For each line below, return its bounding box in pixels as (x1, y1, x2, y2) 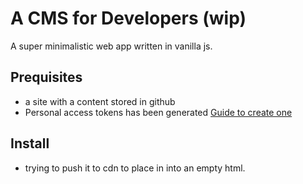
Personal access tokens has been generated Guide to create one (24, 106, 293, 118)
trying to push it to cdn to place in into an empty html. (24, 162, 246, 174)
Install (10, 135, 50, 152)
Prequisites (10, 69, 83, 86)
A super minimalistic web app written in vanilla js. (10, 40, 213, 52)
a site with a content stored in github (24, 95, 176, 107)
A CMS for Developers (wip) (10, 7, 247, 30)
